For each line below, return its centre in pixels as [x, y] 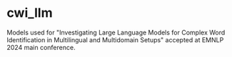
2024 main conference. [41, 47]
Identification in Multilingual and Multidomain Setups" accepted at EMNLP [115, 39]
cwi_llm [30, 13]
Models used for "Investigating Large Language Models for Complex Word [116, 32]
